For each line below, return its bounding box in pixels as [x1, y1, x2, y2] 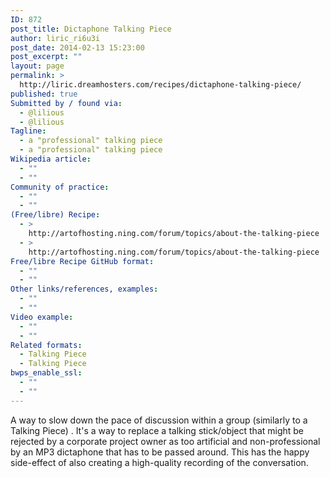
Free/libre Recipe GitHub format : [10, 256, 155, 266]
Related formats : [10, 340, 83, 350]
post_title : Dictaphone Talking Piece [10, 24, 172, 34]
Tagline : [10, 126, 47, 136]
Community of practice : [10, 182, 110, 192]
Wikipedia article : [10, 154, 92, 164]
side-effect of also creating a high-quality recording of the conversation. [10, 456, 309, 468]
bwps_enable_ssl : [10, 368, 83, 378]
